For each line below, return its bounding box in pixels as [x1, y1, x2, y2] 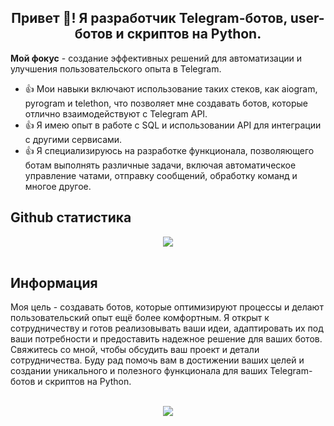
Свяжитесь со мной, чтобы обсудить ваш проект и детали [10, 344, 260, 356]
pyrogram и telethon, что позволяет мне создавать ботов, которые [24, 97, 308, 109]
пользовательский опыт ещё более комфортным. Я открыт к [10, 312, 270, 324]
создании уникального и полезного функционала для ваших [10, 365, 268, 377]
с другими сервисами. [24, 133, 123, 145]
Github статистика [10, 209, 132, 226]
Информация [10, 275, 98, 292]
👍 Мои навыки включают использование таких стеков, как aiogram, [24, 82, 318, 95]
